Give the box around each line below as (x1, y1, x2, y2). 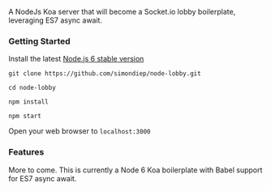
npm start (8, 112, 42, 121)
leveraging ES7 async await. (8, 15, 103, 25)
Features (8, 146, 45, 158)
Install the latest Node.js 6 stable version (8, 54, 144, 64)
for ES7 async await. (8, 173, 77, 183)
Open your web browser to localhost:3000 (8, 126, 151, 136)
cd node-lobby (8, 84, 57, 92)
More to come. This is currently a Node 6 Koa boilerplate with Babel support (8, 165, 263, 175)
